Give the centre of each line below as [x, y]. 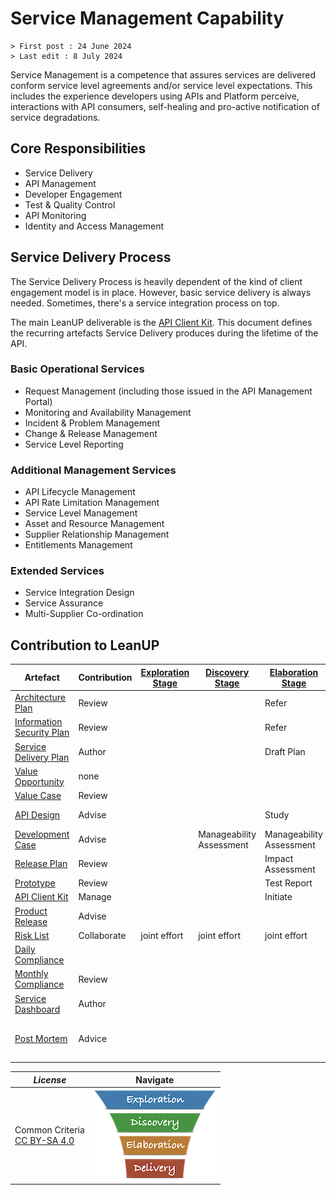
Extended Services [57, 571]
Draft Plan [285, 752]
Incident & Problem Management [92, 423]
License [50, 1079]
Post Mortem [41, 1039]
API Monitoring [55, 215]
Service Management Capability [147, 18]
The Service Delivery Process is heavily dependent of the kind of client [156, 281]
